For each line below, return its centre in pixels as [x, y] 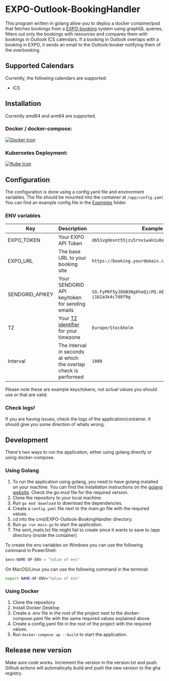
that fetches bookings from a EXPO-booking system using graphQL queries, [84, 28]
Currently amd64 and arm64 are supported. [51, 116]
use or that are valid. [26, 395]
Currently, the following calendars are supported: [56, 78]
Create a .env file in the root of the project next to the [68, 613]
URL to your [72, 258]
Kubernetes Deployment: [36, 153]
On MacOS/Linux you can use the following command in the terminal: [77, 569]
